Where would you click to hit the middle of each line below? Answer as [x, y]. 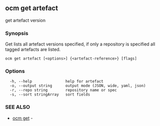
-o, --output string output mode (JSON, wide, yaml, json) [78, 86]
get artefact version [25, 20]
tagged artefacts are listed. [33, 49]
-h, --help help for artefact [57, 81]
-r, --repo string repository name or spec [63, 90]
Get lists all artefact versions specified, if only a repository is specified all [80, 44]
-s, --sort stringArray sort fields [50, 94]
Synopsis [17, 33]
